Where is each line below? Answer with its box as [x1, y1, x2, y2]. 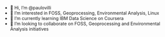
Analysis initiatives [10, 26, 49, 32]
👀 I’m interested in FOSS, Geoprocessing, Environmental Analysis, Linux [10, 10, 159, 16]
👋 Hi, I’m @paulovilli [10, 5, 51, 10]
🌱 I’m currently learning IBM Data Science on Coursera [10, 15, 124, 21]
